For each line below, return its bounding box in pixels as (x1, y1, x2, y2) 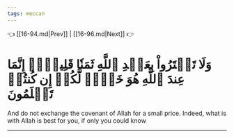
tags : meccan (7, 10, 45, 17)
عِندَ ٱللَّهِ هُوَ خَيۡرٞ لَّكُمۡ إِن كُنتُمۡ (7, 71, 185, 87)
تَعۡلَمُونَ (7, 86, 54, 101)
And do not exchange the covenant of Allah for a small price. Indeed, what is (7, 109, 226, 117)
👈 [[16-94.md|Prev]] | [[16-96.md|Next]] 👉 (7, 29, 134, 38)
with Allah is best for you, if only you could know (7, 116, 146, 125)
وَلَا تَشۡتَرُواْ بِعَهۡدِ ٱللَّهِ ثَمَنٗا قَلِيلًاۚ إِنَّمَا (7, 56, 212, 72)
